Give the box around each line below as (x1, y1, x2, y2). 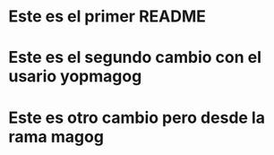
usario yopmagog (8, 66, 142, 87)
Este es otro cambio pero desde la (8, 108, 266, 127)
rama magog (8, 126, 105, 147)
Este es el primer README (8, 6, 207, 27)
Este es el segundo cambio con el (8, 47, 261, 68)
